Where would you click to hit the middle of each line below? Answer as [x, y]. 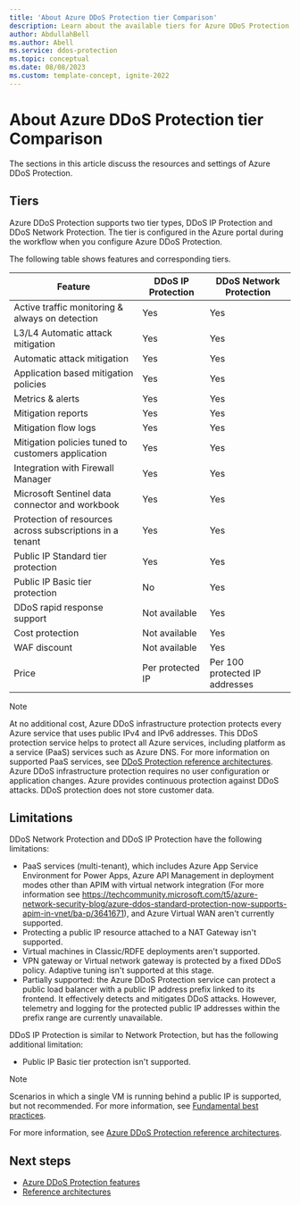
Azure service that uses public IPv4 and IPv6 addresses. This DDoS [134, 733]
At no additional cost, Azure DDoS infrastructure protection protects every [146, 723]
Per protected [171, 668]
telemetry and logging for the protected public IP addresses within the [151, 1009]
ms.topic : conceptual [50, 59]
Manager [33, 478]
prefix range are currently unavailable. [92, 1018]
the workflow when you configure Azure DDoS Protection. [116, 241]
